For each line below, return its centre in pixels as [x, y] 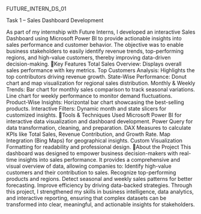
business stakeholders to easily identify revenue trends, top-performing [95, 51]
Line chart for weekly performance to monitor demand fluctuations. [89, 96]
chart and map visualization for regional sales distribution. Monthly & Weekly [101, 83]
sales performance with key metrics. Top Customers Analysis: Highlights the [100, 70]
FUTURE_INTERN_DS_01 [36, 9]
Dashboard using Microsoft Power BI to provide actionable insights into [94, 38]
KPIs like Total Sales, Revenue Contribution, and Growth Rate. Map [88, 134]
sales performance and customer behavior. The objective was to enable [95, 45]
